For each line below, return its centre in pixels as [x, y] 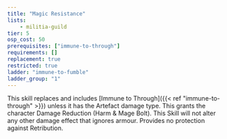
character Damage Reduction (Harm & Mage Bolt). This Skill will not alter [112, 113]
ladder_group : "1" [34, 79]
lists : [17, 20]
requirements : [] [32, 53]
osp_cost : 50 [26, 40]
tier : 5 [19, 33]
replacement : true [34, 59]
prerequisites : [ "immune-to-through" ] [64, 46]
